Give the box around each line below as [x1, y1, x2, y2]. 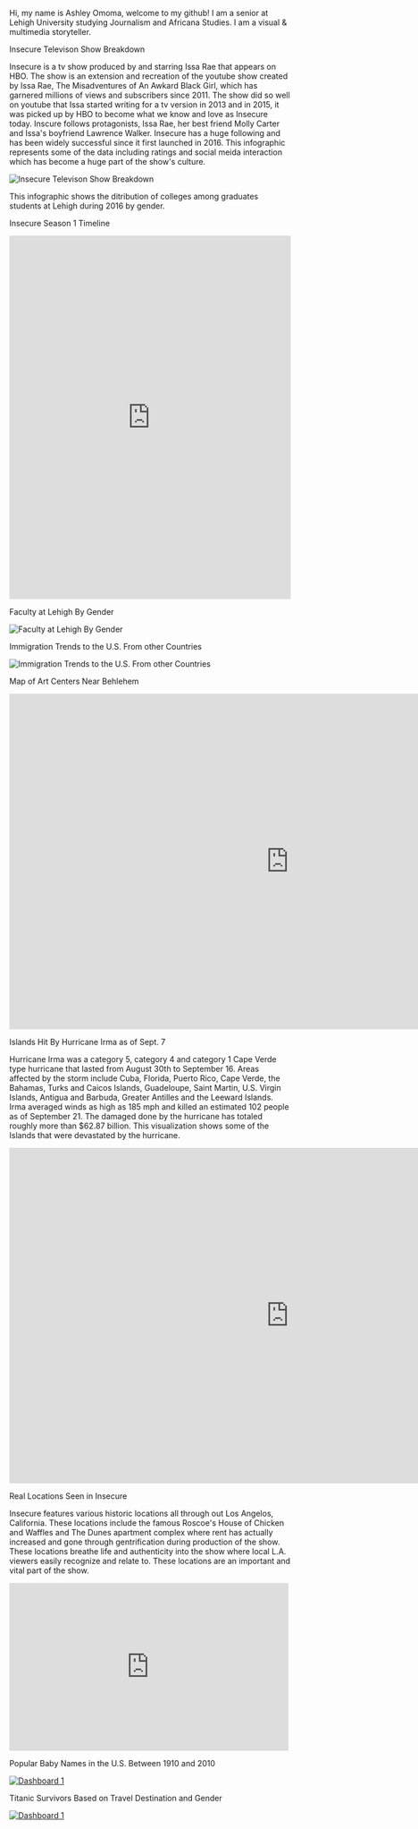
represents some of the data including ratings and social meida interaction [9, 147, 283, 157]
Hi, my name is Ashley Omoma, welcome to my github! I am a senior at [9, 8, 269, 18]
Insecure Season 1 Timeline [9, 218, 110, 228]
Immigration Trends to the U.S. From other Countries [9, 642, 203, 651]
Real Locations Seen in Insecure [9, 1491, 128, 1501]
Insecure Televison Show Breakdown [9, 44, 146, 55]
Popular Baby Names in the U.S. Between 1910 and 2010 [9, 1758, 216, 1768]
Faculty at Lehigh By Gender [9, 607, 114, 617]
